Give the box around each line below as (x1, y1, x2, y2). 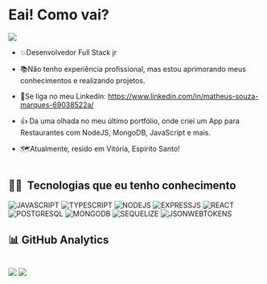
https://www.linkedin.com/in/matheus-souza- (107, 91, 259, 101)
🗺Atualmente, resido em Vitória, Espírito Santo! (19, 144, 180, 153)
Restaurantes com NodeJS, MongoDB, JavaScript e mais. (19, 127, 212, 137)
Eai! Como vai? (8, 6, 110, 24)
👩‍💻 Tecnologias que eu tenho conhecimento (8, 179, 236, 193)
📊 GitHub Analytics (8, 233, 109, 247)
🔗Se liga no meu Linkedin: (19, 91, 106, 101)
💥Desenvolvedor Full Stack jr (19, 47, 117, 57)
